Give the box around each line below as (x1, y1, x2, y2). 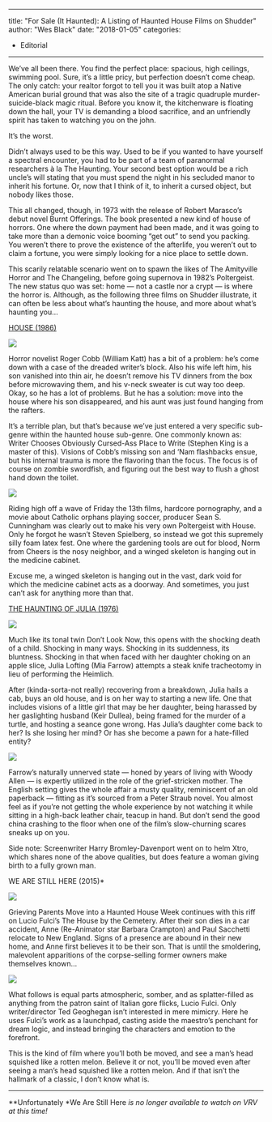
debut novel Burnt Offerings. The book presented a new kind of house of (8, 214, 251, 224)
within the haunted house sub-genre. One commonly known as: (29, 430, 242, 439)
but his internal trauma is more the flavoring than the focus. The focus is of (8, 455, 258, 465)
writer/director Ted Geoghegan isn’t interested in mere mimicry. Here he (8, 1007, 249, 1017)
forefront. (8, 1033, 40, 1042)
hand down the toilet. (8, 473, 79, 482)
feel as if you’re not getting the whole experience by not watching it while (8, 802, 253, 811)
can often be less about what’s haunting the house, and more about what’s (8, 299, 257, 308)
